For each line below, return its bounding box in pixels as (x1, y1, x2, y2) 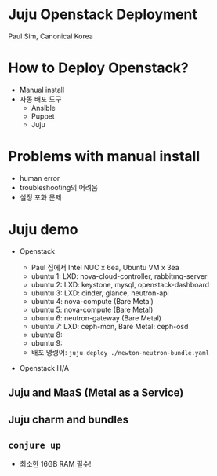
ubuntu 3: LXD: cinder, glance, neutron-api (31, 288, 170, 298)
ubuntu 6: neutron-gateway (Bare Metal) (31, 313, 162, 323)
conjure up (8, 439, 61, 451)
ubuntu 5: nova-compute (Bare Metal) (31, 305, 154, 314)
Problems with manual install (8, 148, 201, 166)
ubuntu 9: (31, 338, 63, 347)
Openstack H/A (19, 363, 69, 372)
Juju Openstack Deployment (8, 5, 198, 24)
